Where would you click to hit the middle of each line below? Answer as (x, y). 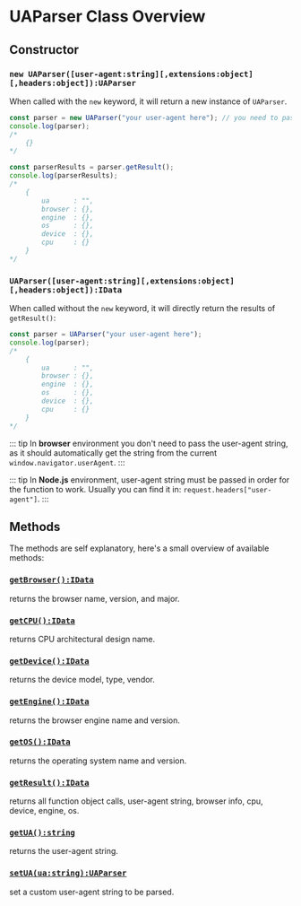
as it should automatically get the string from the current (113, 453)
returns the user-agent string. (64, 851)
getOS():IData (40, 742)
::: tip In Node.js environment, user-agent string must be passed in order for (150, 479)
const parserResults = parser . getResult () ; (92, 168)
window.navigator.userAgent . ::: (67, 462)
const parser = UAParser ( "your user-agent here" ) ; (106, 335)
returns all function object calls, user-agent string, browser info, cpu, (136, 801)
